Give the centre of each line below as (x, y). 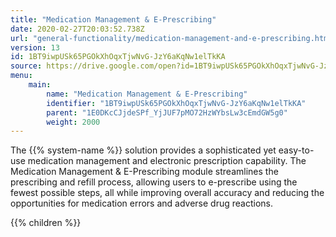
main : (40, 85)
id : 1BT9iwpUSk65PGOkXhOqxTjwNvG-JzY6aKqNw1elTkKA (118, 57)
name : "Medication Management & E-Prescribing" (147, 94)
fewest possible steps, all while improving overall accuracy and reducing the (167, 193)
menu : (21, 76)
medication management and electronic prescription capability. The (167, 161)
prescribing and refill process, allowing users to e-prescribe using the (154, 182)
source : (26, 66)
